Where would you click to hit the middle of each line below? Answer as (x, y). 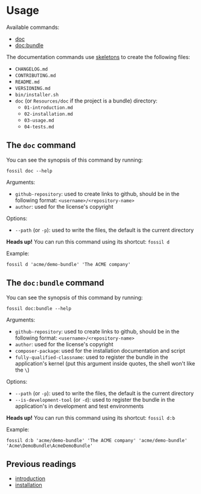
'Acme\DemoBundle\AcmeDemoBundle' (50, 446)
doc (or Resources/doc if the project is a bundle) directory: (86, 101)
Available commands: (33, 27)
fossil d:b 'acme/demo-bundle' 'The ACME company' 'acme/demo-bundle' (97, 440)
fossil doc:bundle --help (39, 308)
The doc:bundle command (55, 283)
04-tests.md (39, 127)
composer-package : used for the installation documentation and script (100, 350)
